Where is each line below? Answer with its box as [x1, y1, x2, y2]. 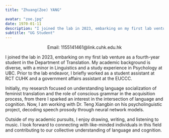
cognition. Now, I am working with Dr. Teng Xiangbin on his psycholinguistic [5, 101, 162, 107]
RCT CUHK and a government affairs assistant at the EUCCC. [5, 76, 132, 82]
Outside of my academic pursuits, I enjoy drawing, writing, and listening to [5, 116, 159, 122]
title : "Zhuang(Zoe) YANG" [5, 7, 62, 13]
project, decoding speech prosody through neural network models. [5, 107, 144, 113]
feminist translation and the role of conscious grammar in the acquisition [5, 91, 155, 97]
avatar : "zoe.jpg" [5, 16, 44, 22]
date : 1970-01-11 [5, 21, 42, 26]
